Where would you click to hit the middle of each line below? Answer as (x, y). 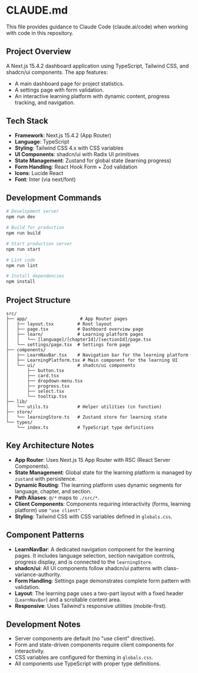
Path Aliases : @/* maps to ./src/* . (57, 497)
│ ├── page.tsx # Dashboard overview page (75, 329)
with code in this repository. (40, 33)
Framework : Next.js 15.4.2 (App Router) (63, 135)
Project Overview (39, 52)
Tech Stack (27, 121)
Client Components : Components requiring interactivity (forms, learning (103, 504)
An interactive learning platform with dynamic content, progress (92, 96)
